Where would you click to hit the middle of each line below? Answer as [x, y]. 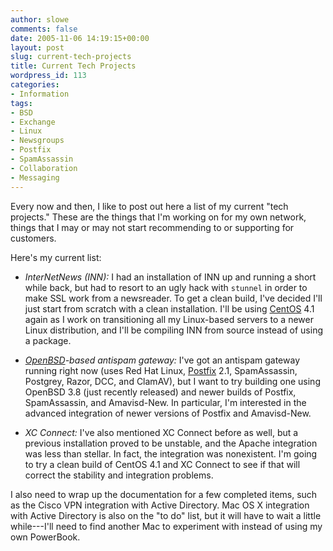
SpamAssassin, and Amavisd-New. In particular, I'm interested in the [165, 402]
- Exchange [33, 122]
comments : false [44, 29]
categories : [35, 85]
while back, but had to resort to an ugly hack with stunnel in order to [166, 287]
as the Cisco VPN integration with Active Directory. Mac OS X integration [160, 505]
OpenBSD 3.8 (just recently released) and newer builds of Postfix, [160, 392]
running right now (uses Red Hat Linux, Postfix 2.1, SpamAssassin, [161, 370]
